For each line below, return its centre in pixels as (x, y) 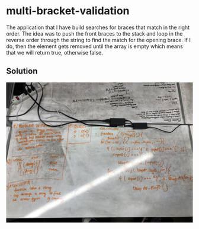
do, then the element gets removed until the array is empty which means (95, 46)
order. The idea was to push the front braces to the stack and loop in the (94, 33)
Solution (22, 71)
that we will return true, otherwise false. (55, 52)
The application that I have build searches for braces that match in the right (98, 27)
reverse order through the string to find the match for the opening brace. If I (98, 40)
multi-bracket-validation (68, 11)
